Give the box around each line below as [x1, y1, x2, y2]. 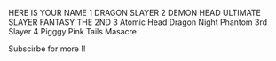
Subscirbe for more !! [8, 43, 86, 54]
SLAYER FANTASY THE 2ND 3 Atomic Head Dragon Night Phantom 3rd [8, 17, 268, 27]
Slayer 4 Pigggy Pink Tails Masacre [8, 27, 138, 36]
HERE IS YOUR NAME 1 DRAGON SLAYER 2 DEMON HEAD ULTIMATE [8, 8, 261, 18]
